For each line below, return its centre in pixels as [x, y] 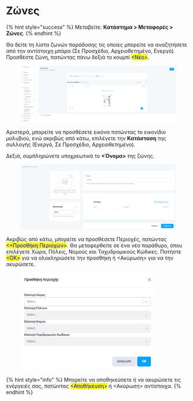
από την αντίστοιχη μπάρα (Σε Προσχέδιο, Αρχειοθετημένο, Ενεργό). [91, 50]
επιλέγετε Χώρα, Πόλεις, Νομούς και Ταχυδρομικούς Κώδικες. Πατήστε [94, 251]
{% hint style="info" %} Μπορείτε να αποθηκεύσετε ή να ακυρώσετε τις [94, 380]
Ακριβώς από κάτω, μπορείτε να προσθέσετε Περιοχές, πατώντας [87, 239]
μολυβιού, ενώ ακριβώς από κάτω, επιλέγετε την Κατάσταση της [86, 139]
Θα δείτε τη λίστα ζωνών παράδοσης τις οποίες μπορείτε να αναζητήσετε [96, 45]
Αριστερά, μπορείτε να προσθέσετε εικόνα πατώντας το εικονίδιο [86, 132]
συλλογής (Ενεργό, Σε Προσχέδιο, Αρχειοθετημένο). [71, 144]
